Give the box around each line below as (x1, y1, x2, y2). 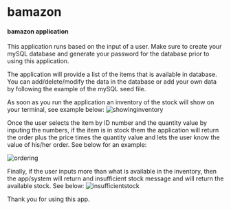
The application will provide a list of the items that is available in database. (7, 70, 218, 79)
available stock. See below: (7, 182, 85, 190)
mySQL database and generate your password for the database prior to (7, 49, 210, 58)
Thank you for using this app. (7, 195, 91, 203)
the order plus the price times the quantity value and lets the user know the (7, 133, 220, 141)
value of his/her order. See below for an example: (7, 141, 147, 149)
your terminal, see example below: (7, 106, 104, 114)
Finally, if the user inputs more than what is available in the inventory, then (7, 167, 217, 176)
